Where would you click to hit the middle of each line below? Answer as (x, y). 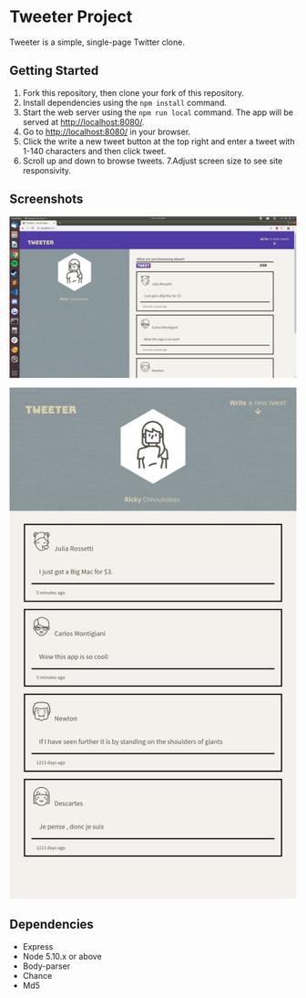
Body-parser (46, 966)
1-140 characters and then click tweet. (94, 151)
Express (38, 946)
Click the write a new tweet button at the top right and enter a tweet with (158, 141)
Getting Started (54, 71)
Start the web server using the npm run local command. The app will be (158, 112)
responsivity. (46, 170)
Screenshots (46, 200)
